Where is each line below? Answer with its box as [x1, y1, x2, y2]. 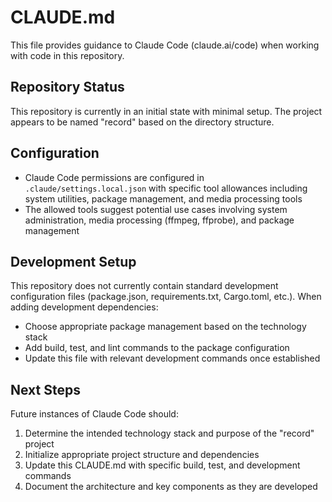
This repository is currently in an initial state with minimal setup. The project [10, 105, 323, 117]
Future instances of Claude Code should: [10, 408, 179, 420]
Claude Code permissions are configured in [24, 171, 205, 183]
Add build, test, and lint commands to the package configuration [24, 342, 290, 354]
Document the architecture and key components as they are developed [24, 481, 318, 493]
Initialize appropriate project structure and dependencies [24, 449, 260, 461]
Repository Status [10, 79, 125, 96]
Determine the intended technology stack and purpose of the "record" [24, 427, 315, 440]
